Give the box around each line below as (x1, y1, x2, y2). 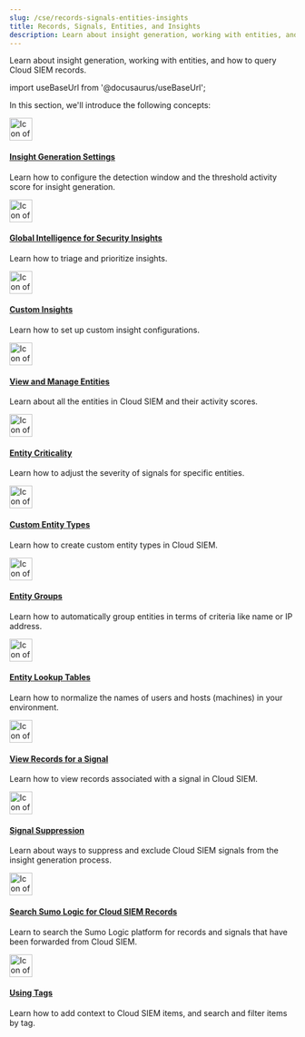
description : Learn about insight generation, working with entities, (9, 30, 282, 39)
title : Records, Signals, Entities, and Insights (9, 22, 202, 31)
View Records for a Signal (9, 753, 109, 764)
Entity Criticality (9, 447, 73, 459)
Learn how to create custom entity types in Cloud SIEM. (9, 539, 218, 550)
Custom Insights (9, 304, 74, 315)
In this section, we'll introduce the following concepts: (9, 100, 212, 111)
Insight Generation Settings (9, 151, 116, 162)
